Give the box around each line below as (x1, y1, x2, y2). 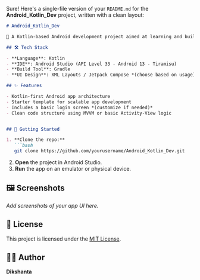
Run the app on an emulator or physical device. (14, 165, 132, 172)
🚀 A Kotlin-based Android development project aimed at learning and (6, 33, 183, 39)
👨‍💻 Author (6, 253, 45, 263)
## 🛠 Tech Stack (6, 44, 48, 50)
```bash (14, 143, 33, 149)
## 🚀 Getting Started (6, 126, 60, 132)
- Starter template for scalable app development (6, 99, 132, 105)
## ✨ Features (6, 83, 42, 89)
